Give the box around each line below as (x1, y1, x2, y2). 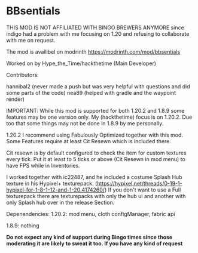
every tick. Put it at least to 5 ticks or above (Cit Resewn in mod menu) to (6, 155, 185, 162)
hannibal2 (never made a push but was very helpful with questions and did (6, 82, 190, 90)
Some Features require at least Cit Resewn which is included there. (6, 137, 172, 144)
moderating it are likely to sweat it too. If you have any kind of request (6, 240, 183, 247)
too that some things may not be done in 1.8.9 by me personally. (6, 119, 164, 126)
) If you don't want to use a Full (104, 186, 181, 193)
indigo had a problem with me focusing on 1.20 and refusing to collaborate (6, 30, 190, 37)
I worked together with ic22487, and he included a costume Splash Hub (6, 173, 182, 180)
